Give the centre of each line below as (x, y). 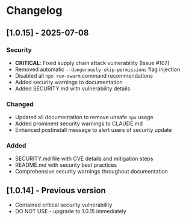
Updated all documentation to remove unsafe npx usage (84, 117)
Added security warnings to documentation (69, 82)
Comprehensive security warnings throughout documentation (91, 172)
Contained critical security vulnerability (64, 205)
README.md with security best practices (66, 165)
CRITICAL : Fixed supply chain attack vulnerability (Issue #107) (92, 63)
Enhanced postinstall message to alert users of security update (93, 130)
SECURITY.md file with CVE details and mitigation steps (84, 159)
